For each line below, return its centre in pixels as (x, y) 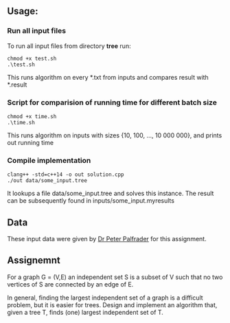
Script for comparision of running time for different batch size (112, 102)
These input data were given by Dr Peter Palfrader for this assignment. (107, 239)
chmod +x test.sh (32, 58)
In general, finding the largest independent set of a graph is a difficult (105, 298)
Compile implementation (49, 160)
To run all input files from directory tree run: (69, 46)
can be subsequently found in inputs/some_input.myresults (91, 201)
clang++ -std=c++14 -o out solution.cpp (66, 175)
